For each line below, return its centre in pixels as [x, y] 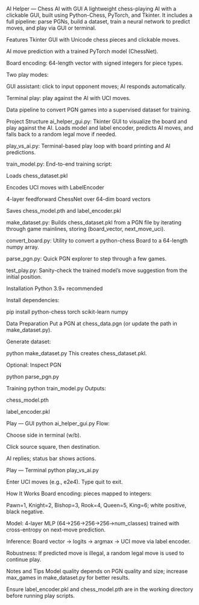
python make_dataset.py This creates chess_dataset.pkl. [77, 353]
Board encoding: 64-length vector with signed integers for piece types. [95, 63]
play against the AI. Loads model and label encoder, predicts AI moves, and [100, 128]
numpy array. [23, 247]
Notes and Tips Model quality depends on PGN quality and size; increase [97, 571]
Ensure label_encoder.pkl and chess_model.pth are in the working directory [100, 589]
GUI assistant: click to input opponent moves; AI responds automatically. [96, 86]
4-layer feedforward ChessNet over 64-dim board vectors [78, 199]
